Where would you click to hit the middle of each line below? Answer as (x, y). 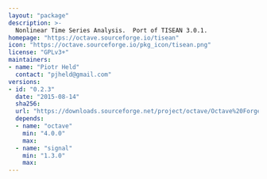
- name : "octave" (44, 126)
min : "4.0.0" (44, 133)
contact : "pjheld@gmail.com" (64, 74)
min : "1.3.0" (44, 155)
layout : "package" (39, 15)
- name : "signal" (44, 148)
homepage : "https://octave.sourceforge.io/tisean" (94, 38)
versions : (25, 82)
